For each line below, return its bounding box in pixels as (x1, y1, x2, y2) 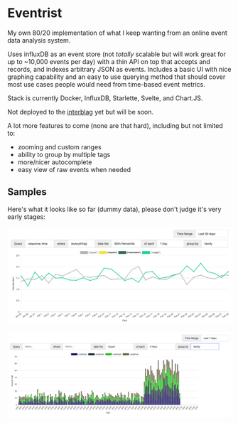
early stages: (7, 212, 45, 221)
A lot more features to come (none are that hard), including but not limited (7, 121, 224, 129)
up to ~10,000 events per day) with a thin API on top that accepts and (7, 57, 211, 65)
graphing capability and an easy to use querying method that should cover (7, 73, 226, 81)
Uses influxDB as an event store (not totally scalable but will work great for (7, 50, 226, 58)
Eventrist (7, 5, 63, 21)
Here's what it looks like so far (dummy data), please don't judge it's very (7, 205, 222, 213)
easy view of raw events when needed (17, 165, 131, 173)
